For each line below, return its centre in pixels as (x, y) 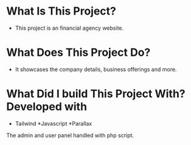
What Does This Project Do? (78, 52)
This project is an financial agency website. (69, 28)
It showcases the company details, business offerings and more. (96, 69)
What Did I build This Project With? (96, 94)
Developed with (47, 107)
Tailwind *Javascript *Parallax (54, 123)
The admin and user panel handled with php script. (70, 135)
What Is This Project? (61, 11)
